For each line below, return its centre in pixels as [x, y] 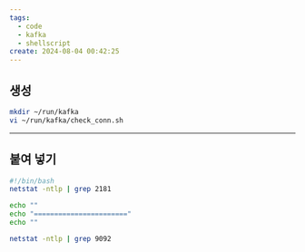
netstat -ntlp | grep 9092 [60, 238]
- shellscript [44, 43]
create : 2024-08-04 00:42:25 [64, 52]
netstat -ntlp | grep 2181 [60, 189]
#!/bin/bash [32, 181]
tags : [20, 18]
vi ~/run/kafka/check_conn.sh [67, 120]
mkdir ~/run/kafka [44, 111]
